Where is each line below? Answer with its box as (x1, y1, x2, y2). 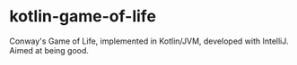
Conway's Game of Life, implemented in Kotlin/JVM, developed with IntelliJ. (9, 36, 289, 46)
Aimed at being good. (9, 45, 90, 55)
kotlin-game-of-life (9, 6, 157, 27)
